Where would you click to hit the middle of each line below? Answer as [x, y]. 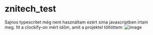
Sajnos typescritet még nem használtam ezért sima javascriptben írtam [76, 22]
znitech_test [30, 9]
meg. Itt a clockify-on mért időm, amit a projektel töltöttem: [64, 27]
